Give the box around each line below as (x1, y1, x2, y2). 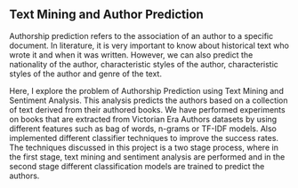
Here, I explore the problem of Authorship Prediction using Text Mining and (9, 85, 285, 96)
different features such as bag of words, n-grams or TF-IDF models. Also (9, 123, 278, 134)
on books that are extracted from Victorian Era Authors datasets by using (9, 114, 278, 124)
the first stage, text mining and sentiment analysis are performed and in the (9, 151, 286, 162)
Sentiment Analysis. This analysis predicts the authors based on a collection (9, 95, 288, 106)
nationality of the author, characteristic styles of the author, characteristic (9, 59, 278, 69)
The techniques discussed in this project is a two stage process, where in (9, 142, 278, 153)
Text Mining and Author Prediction (9, 7, 205, 22)
